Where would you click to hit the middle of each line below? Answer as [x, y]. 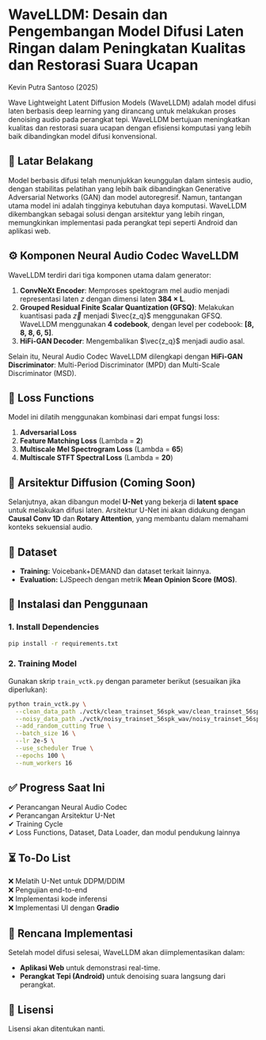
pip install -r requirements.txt [63, 643]
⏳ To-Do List [40, 858]
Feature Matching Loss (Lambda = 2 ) [82, 441]
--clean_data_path [46, 712]
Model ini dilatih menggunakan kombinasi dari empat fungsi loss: [114, 417]
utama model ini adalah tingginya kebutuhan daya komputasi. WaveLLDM [127, 205]
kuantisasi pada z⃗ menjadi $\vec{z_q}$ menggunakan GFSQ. [121, 316]
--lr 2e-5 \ [35, 741]
